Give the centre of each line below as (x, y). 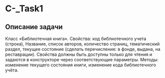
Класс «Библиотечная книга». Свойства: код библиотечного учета (76, 39)
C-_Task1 (24, 9)
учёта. (12, 70)
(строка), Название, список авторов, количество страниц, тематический (82, 44)
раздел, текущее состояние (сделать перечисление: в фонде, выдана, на (83, 49)
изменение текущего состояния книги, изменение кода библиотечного (81, 65)
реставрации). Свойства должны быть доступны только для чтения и (79, 54)
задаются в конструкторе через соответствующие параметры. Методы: (82, 59)
